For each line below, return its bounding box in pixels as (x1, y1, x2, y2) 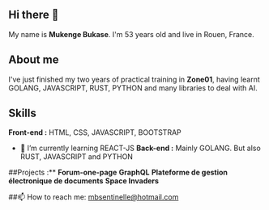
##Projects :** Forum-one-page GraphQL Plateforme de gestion (8, 167, 228, 178)
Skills (8, 107, 36, 120)
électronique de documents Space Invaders (8, 176, 160, 186)
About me (8, 53, 59, 67)
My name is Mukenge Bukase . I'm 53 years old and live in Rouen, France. (8, 29, 254, 39)
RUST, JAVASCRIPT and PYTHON (19, 152, 134, 162)
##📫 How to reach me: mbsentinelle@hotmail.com (8, 192, 179, 202)
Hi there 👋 (8, 8, 59, 22)
